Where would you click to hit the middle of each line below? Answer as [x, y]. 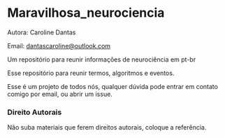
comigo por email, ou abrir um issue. [60, 94]
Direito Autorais [35, 112]
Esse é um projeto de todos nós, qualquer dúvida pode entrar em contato [113, 86]
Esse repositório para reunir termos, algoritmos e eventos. [91, 73]
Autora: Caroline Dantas [42, 32]
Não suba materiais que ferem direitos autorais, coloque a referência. [107, 127]
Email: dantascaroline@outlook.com [59, 46]
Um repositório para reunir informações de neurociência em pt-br [102, 59]
